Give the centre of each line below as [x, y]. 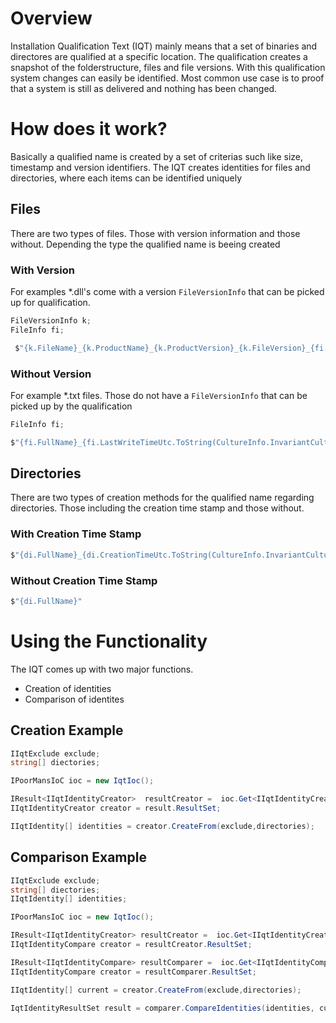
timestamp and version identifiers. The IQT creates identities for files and [160, 167]
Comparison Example [78, 857]
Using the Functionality [109, 641]
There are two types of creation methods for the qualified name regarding [162, 498]
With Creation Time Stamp [76, 534]
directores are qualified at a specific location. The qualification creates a [159, 56]
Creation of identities [68, 688]
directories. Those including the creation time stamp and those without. [157, 508]
